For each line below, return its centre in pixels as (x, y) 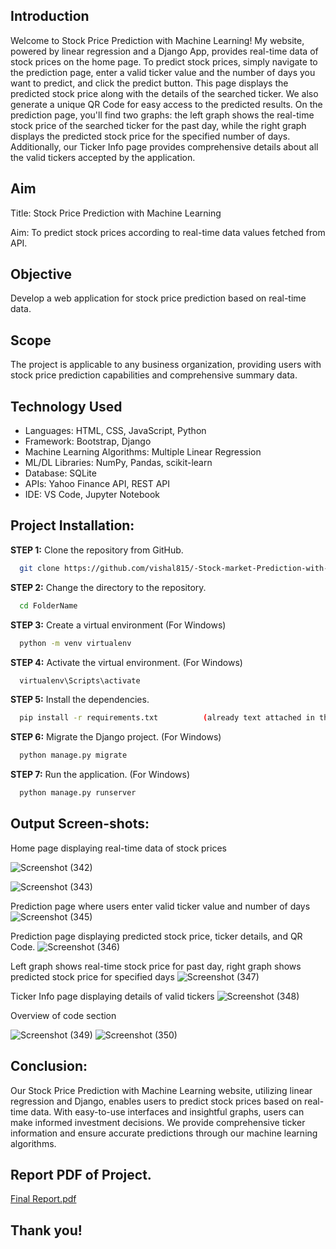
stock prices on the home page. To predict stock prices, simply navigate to (164, 61)
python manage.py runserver (78, 793)
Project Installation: (72, 525)
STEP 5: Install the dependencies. (80, 700)
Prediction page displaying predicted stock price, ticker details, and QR (156, 936)
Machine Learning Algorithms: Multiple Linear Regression (143, 452)
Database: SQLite (60, 473)
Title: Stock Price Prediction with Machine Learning (116, 213)
